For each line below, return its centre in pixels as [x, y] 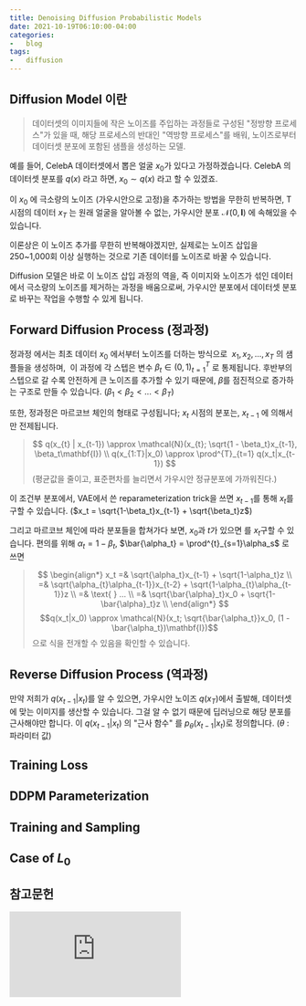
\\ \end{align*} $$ [196, 604]
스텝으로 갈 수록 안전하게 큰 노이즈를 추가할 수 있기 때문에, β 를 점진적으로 [139, 381]
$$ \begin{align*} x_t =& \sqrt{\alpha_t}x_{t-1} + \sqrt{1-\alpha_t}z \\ [165, 575]
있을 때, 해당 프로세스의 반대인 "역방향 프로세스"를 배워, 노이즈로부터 [175, 134]
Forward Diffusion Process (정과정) [110, 330]
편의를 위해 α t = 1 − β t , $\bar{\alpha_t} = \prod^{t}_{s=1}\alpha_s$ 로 [163, 545]
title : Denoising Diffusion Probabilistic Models [106, 18]
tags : [20, 52]
